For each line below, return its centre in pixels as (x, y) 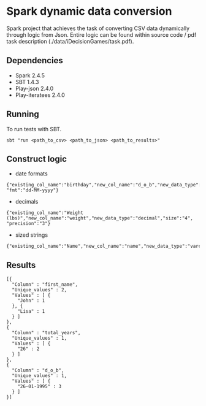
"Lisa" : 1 (31, 312)
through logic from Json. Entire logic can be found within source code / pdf (101, 34)
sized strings (31, 235)
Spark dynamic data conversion (89, 11)
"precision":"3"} (29, 224)
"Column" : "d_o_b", (38, 370)
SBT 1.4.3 (27, 82)
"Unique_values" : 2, (40, 290)
